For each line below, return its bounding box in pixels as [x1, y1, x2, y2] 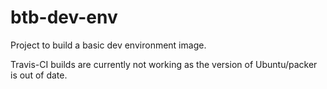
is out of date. [10, 69, 68, 81]
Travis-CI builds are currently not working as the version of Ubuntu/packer [10, 58, 318, 70]
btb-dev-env [10, 6, 118, 29]
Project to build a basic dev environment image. [10, 39, 207, 51]
